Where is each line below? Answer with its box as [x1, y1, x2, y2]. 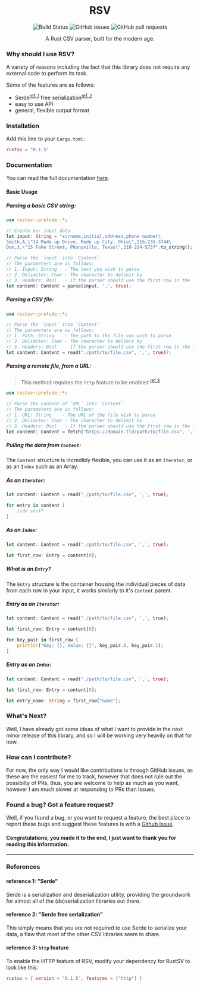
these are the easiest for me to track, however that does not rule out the [6, 773, 183, 780]
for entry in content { [6, 503, 65, 509]
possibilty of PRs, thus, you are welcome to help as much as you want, [6, 780, 180, 787]
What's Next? [6, 712, 46, 720]
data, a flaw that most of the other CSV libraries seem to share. [6, 930, 161, 937]
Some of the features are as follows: [6, 81, 95, 88]
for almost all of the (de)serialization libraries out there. [6, 897, 141, 905]
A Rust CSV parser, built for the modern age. [45, 35, 155, 42]
